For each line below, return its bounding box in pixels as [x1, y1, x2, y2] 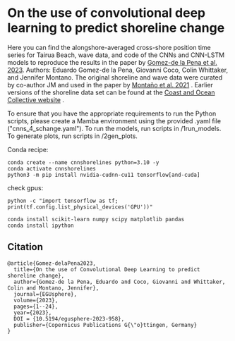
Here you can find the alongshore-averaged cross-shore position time [7, 43, 212, 51]
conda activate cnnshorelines [7, 165, 97, 172]
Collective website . [7, 95, 65, 104]
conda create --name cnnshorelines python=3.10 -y [7, 159, 159, 166]
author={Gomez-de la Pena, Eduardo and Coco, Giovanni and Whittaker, [13, 278, 226, 285]
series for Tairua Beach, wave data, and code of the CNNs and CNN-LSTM [7, 51, 224, 59]
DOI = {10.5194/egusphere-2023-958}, [13, 315, 125, 322]
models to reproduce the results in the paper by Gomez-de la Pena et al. [7, 58, 217, 66]
